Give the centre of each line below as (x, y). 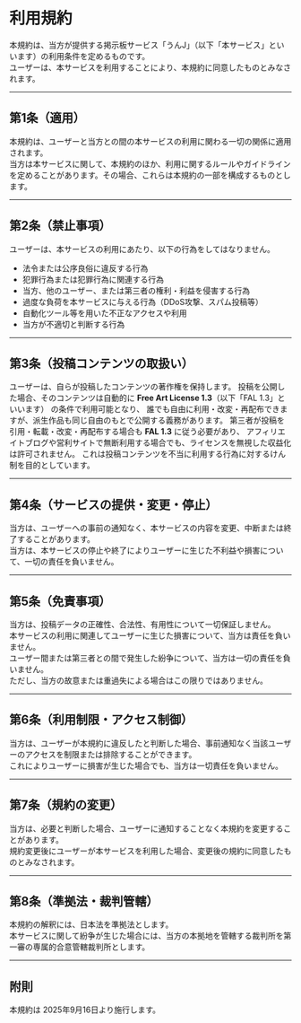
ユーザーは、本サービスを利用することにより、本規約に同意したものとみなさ (150, 67)
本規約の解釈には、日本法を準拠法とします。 (91, 924)
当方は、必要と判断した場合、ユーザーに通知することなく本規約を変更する (146, 828)
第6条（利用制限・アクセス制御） (101, 720)
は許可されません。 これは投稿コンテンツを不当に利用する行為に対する (140, 454)
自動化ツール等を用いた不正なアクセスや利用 (105, 313)
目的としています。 (60, 465)
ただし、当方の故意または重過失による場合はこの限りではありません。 (139, 680)
